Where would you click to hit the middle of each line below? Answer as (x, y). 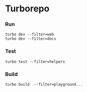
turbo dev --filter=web (30, 35)
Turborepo (27, 9)
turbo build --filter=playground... (44, 85)
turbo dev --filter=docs (31, 39)
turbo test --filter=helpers (35, 62)
